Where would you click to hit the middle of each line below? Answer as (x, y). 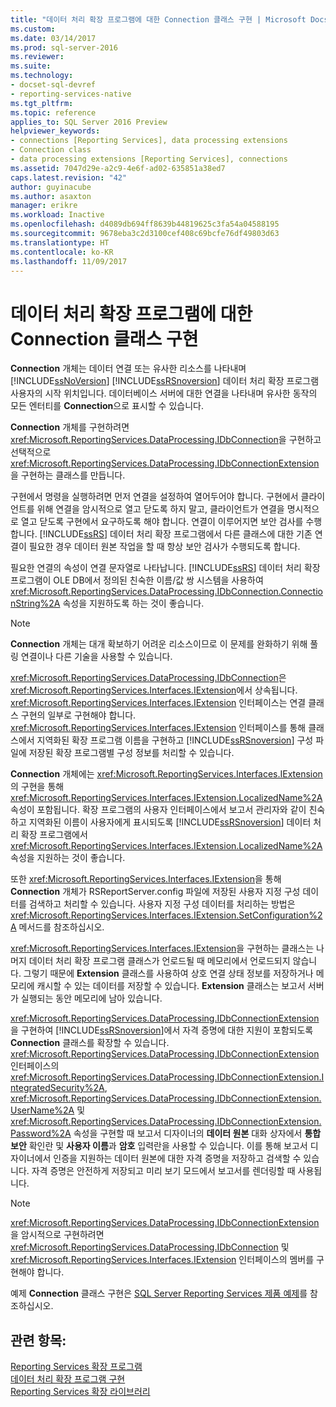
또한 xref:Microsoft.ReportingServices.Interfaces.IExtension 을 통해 (146, 879)
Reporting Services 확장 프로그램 (76, 1367)
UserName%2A (42, 1110)
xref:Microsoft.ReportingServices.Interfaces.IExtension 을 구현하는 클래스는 (162, 948)
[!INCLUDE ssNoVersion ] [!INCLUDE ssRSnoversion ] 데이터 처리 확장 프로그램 (165, 381)
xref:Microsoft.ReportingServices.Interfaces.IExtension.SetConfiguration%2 (166, 915)
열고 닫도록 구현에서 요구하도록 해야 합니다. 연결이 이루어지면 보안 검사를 (162, 522)
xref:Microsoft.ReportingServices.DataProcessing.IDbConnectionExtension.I (167, 1077)
